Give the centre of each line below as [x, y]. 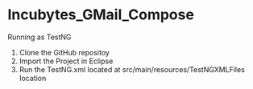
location [33, 78]
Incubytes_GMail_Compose [101, 15]
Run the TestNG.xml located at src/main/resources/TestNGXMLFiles [132, 69]
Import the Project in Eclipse [66, 61]
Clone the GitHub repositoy [64, 52]
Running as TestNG [39, 37]
